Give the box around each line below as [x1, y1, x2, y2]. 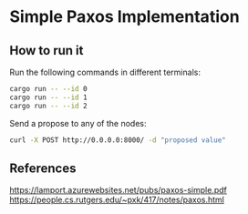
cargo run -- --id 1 [9, 93, 88, 102]
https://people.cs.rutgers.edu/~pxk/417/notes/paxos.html [9, 194, 225, 206]
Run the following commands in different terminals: [9, 66, 201, 77]
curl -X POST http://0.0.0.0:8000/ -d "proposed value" [9, 135, 226, 145]
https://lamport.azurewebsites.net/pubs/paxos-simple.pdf [9, 185, 228, 196]
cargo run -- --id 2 [9, 101, 88, 110]
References [9, 160, 77, 176]
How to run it [9, 43, 84, 58]
